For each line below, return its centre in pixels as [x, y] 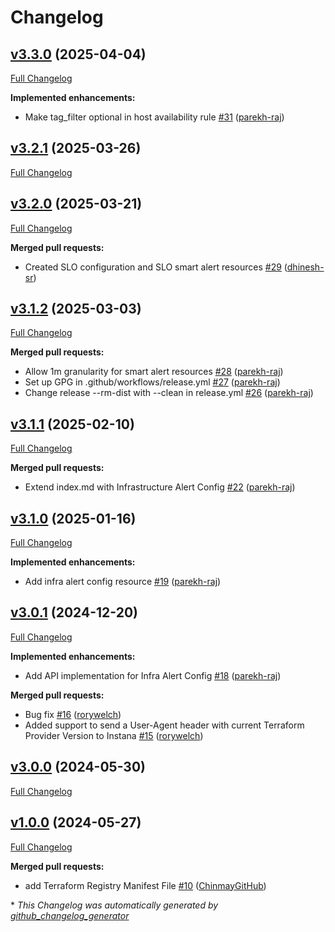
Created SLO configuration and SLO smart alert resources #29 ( [156, 267]
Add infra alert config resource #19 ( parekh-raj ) [123, 582]
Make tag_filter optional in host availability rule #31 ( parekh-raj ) [154, 117]
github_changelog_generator [70, 915]
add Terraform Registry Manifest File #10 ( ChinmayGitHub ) [145, 885]
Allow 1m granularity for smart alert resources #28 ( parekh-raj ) [154, 372]
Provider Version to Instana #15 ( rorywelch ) [114, 735]
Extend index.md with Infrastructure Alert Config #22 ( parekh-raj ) [160, 487]
